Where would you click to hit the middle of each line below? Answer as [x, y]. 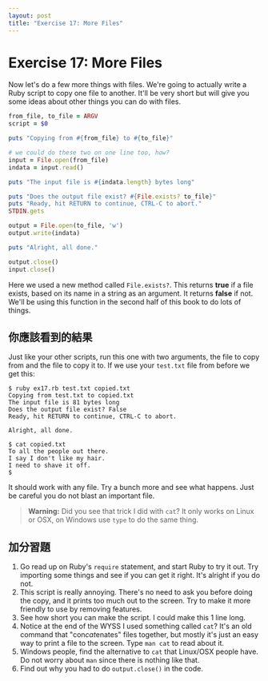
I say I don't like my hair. [57, 459]
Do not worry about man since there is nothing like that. [110, 660]
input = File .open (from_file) [59, 160]
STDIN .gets [26, 211]
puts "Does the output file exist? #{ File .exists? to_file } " [112, 197]
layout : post [30, 16]
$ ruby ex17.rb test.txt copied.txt [69, 388]
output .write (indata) [44, 233]
